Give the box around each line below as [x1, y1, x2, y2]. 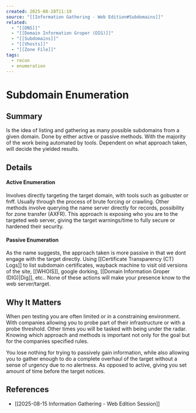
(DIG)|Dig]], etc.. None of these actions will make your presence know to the [6, 274, 190, 281]
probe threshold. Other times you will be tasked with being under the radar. [6, 325, 187, 332]
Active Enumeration [6, 179, 56, 186]
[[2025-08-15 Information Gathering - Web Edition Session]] [14, 400, 160, 407]
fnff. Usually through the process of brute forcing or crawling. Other [6, 198, 170, 205]
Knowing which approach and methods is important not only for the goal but [6, 331, 190, 338]
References [6, 384, 49, 395]
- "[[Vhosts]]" [11, 42, 49, 47]
